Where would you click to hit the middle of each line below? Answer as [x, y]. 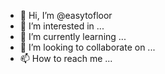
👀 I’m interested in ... [62, 26]
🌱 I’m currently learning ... [73, 36]
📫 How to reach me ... [66, 58]
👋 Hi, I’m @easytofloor [66, 15]
